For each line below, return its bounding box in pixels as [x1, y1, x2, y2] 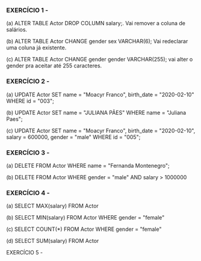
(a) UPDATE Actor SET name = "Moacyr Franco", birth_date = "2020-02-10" [6, 91, 194, 98]
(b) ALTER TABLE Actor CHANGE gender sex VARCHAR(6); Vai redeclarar [6, 38, 188, 45]
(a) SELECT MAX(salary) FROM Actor [6, 202, 99, 210]
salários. [6, 26, 28, 33]
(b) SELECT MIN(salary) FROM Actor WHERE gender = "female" [6, 214, 165, 221]
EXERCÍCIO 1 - [6, 6, 49, 14]
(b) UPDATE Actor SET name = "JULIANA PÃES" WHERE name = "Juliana [6, 109, 187, 116]
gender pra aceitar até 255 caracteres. [6, 62, 102, 69]
